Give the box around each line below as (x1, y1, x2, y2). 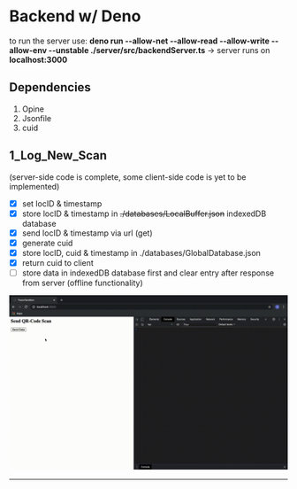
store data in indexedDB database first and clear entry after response (21, 268, 275, 278)
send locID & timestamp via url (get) (21, 228, 153, 238)
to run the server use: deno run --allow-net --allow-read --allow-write (9, 35, 270, 46)
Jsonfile (21, 113, 51, 123)
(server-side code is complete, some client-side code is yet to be (9, 171, 247, 182)
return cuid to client (21, 257, 95, 268)
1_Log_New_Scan (9, 148, 108, 163)
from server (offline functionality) (21, 277, 143, 288)
